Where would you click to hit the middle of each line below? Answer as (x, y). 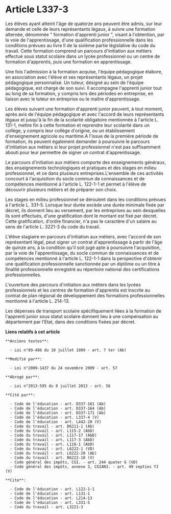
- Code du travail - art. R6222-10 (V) (52, 458)
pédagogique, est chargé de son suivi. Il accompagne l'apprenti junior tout (83, 88)
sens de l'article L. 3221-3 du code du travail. (53, 227)
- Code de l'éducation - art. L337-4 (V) (55, 417)
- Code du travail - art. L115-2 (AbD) (52, 431)
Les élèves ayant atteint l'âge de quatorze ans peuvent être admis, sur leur (84, 24)
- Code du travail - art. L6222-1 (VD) (52, 449)
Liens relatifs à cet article (33, 332)
